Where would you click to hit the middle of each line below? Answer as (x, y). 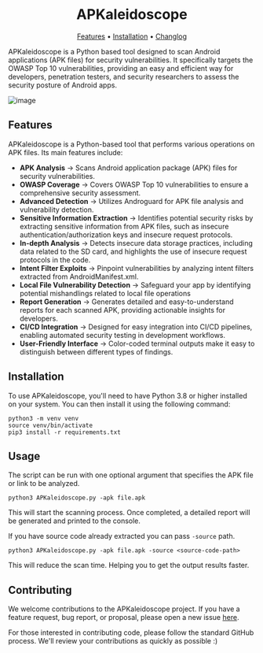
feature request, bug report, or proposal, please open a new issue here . (124, 618)
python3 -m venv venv (44, 418)
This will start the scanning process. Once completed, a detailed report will (129, 513)
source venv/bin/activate (50, 425)
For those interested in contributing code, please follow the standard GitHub (131, 633)
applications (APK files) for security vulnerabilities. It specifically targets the (131, 60)
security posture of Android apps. (63, 85)
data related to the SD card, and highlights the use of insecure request (133, 251)
